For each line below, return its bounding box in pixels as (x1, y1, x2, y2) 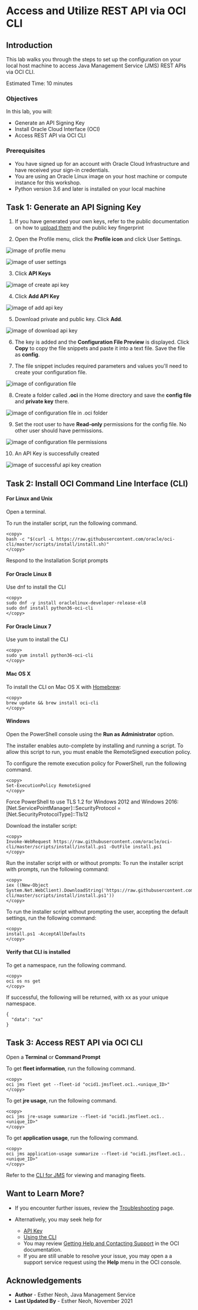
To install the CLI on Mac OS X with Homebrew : (6, 683, 121, 690)
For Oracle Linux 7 (6, 623, 52, 630)
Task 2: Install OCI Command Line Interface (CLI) (6, 478, 189, 488)
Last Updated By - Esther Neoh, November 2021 (14, 1298, 133, 1305)
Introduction (6, 40, 53, 50)
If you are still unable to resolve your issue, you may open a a (23, 1252, 173, 1259)
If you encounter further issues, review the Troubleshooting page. (14, 1204, 175, 1211)
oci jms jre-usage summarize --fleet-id (6, 1113, 107, 1119)
